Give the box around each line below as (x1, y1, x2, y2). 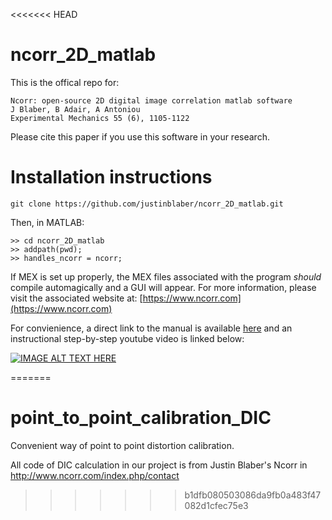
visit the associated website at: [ (10, 292, 143, 304)
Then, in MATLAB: (10, 216, 85, 228)
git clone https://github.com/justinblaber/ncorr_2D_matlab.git (10, 199, 284, 209)
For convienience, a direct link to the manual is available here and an (10, 322, 293, 334)
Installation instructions (10, 166, 213, 189)
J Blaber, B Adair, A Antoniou (10, 104, 141, 114)
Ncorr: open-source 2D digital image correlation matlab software (10, 95, 293, 106)
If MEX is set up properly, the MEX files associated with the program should (10, 270, 322, 283)
